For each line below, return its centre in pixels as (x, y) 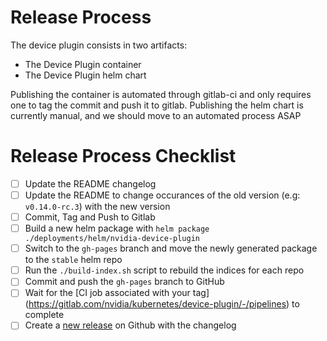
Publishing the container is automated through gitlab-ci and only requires (161, 94)
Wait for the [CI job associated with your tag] (117, 293)
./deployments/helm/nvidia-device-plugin (112, 239)
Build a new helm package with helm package (117, 228)
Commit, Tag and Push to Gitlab (90, 217)
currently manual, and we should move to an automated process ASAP (156, 115)
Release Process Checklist (123, 156)
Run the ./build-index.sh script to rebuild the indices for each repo (164, 270)
